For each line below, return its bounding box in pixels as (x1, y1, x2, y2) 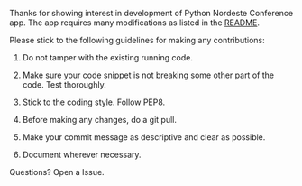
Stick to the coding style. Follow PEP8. (22, 97, 166, 107)
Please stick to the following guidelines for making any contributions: (9, 35, 266, 45)
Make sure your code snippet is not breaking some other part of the (22, 70, 275, 80)
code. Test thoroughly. (22, 79, 106, 89)
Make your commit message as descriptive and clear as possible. (22, 132, 266, 143)
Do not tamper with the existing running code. (22, 52, 194, 62)
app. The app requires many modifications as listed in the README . (9, 17, 260, 28)
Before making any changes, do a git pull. (22, 115, 178, 125)
